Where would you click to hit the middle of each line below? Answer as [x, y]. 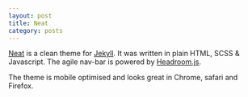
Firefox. [21, 86]
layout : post [30, 16]
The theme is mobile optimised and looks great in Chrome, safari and [123, 78]
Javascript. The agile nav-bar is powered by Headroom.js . [105, 62]
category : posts [36, 30]
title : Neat [28, 23]
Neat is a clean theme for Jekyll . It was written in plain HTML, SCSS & [124, 54]
